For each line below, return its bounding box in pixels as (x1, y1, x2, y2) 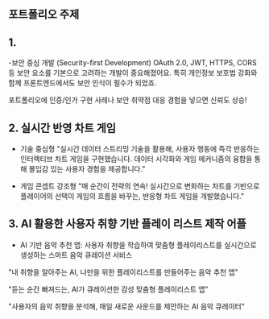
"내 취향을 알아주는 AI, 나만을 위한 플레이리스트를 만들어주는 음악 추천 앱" (8, 267, 239, 276)
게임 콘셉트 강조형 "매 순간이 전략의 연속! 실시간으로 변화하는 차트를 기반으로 (19, 181, 260, 191)
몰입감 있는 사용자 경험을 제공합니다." (28, 164, 146, 174)
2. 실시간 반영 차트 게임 (8, 121, 117, 135)
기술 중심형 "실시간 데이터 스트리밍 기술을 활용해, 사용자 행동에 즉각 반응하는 (19, 144, 260, 154)
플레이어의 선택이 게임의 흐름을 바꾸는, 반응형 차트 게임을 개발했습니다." (19, 192, 245, 201)
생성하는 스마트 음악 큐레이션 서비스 (19, 250, 133, 259)
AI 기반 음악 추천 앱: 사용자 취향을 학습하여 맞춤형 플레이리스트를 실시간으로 (19, 240, 257, 250)
